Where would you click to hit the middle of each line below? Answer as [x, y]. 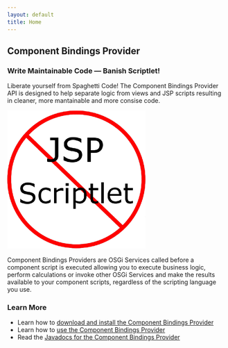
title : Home [24, 22]
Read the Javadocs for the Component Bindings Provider [98, 338]
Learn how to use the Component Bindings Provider [91, 330]
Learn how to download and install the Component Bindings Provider [115, 322]
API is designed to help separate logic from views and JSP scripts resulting [114, 93]
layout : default [30, 15]
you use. [20, 290]
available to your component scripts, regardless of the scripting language [112, 282]
